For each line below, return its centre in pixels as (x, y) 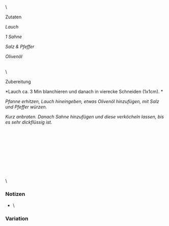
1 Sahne (13, 37)
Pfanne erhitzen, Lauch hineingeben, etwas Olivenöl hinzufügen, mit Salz (82, 102)
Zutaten (13, 17)
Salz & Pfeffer (20, 47)
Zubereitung (18, 82)
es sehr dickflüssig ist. (29, 122)
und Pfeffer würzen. (26, 107)
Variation (17, 218)
